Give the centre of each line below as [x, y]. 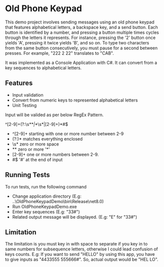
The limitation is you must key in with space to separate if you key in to [76, 244]
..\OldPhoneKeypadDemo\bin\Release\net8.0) [58, 201]
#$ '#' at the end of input [37, 160]
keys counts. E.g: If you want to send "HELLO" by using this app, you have [80, 254]
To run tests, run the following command [46, 186]
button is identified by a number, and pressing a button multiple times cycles [82, 32]
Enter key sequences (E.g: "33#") [46, 212]
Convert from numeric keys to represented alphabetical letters [75, 100]
